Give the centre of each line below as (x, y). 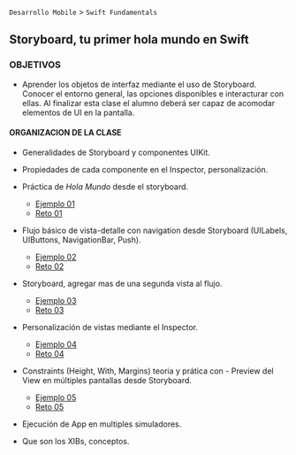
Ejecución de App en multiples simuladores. (102, 424)
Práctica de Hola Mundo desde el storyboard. (105, 186)
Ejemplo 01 (55, 204)
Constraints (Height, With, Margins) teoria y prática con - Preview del (148, 371)
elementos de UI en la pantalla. (78, 112)
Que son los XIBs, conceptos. (76, 441)
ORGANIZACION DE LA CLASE (65, 133)
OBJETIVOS (35, 65)
